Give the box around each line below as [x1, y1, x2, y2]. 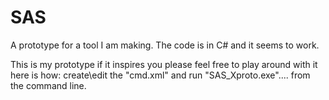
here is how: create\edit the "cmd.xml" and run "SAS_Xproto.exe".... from [10, 69, 311, 81]
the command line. [10, 79, 87, 91]
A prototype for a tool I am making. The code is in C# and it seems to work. [10, 39, 320, 51]
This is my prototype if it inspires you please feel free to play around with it [10, 58, 318, 70]
